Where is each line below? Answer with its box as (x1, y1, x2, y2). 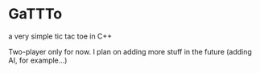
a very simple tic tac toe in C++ (8, 31, 113, 41)
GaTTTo (8, 5, 63, 23)
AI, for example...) (8, 55, 68, 65)
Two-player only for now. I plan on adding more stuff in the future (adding (8, 47, 252, 56)
